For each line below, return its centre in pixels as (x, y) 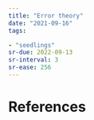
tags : (17, 30)
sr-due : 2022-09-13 (41, 53)
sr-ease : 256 (30, 68)
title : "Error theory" (46, 16)
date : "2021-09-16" (41, 23)
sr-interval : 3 (33, 60)
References (47, 107)
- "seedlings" (32, 45)
